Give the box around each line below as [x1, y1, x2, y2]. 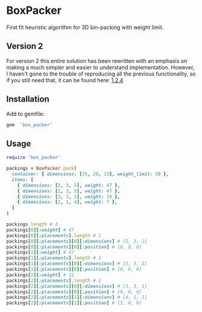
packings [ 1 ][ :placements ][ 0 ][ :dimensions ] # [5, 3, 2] [6, 261, 148, 267]
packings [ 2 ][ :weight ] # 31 [6, 271, 74, 278]
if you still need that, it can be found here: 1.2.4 [6, 76, 124, 83]
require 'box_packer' [6, 155, 61, 161]
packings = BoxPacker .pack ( [6, 166, 77, 172]
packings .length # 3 [6, 221, 59, 227]
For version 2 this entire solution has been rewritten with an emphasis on [6, 57, 187, 64]
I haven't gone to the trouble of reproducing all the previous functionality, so [6, 70, 196, 77]
